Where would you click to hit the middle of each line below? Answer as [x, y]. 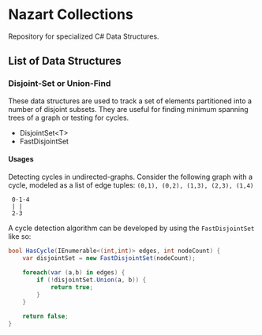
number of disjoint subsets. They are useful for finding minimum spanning [128, 109]
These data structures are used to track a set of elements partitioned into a [130, 101]
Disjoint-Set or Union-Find [60, 84]
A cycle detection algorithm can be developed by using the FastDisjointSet [131, 228]
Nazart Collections [71, 15]
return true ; [71, 288]
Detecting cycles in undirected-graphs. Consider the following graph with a [131, 177]
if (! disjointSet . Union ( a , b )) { [92, 280]
